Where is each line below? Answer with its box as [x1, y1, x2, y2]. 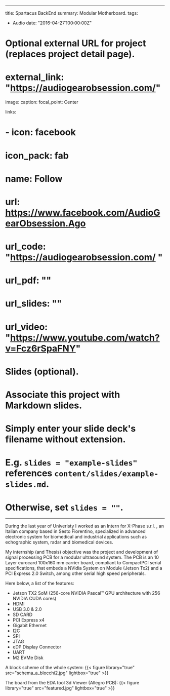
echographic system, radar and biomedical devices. [5, 539, 114, 545]
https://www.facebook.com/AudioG [5, 207, 160, 218]
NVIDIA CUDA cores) [12, 596, 57, 602]
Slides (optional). [5, 366, 79, 377]
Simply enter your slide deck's [5, 423, 136, 435]
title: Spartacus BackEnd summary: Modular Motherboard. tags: [5, 10, 138, 16]
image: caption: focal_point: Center [5, 99, 78, 105]
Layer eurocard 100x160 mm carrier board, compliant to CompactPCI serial [5, 560, 161, 566]
